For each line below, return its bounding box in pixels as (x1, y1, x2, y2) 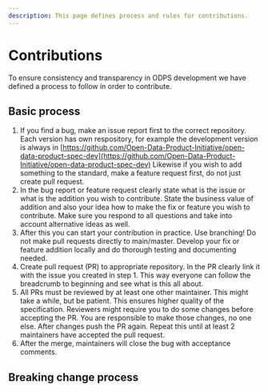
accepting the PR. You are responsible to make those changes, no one (19, 313, 252, 323)
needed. (19, 253, 48, 263)
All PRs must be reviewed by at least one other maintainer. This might (19, 288, 249, 297)
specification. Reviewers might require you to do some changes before (19, 305, 254, 314)
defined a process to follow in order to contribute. (8, 81, 172, 91)
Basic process (8, 104, 81, 118)
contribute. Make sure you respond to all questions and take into (19, 211, 233, 220)
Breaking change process (8, 370, 139, 384)
